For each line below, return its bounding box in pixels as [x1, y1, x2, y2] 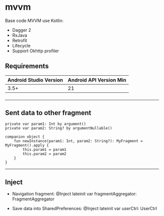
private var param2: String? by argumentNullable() [5, 126, 112, 131]
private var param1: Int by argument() [5, 122, 86, 127]
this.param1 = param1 [22, 147, 67, 152]
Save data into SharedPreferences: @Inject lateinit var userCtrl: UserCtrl [12, 206, 158, 212]
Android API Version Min [67, 76, 126, 83]
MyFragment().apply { [5, 143, 49, 148]
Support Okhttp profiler [12, 48, 60, 54]
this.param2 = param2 [22, 151, 67, 156]
